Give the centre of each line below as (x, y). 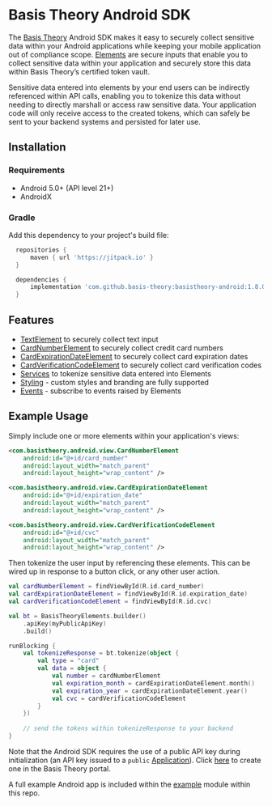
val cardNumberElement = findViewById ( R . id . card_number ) (106, 587)
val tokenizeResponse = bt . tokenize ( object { (101, 653)
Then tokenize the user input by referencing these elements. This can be (130, 563)
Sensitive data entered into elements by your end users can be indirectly (129, 87)
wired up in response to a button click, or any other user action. (114, 571)
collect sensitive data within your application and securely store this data (130, 63)
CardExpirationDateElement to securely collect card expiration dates (134, 356)
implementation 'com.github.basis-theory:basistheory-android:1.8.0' (149, 287)
